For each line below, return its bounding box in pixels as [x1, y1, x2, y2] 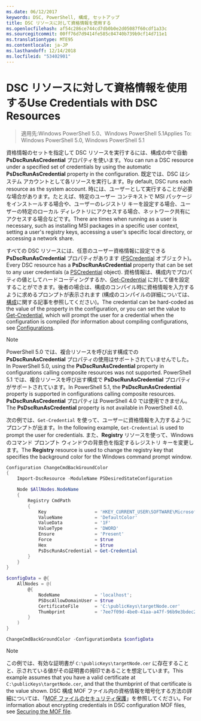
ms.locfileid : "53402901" [6, 53, 71, 59]
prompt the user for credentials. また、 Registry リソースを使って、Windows [6, 431, 194, 438]
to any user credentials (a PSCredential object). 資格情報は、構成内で [6, 268, 176, 276]
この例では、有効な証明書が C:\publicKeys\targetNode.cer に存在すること [6, 659, 190, 666]
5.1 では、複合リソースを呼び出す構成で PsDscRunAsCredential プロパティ [6, 376, 191, 383]
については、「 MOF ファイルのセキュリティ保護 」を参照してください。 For [11, 695, 192, 702]
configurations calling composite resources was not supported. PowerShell [6, 369, 191, 376]
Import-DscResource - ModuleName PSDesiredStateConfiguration [17, 476, 172, 482]
